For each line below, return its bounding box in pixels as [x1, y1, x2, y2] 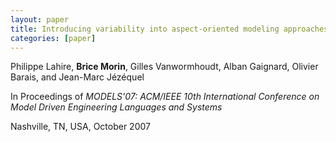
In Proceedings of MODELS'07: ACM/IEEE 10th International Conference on [10, 91, 320, 103]
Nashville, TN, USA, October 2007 [10, 121, 151, 133]
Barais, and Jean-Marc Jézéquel [10, 71, 145, 83]
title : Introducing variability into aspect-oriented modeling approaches [10, 24, 329, 34]
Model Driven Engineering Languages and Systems [10, 101, 223, 113]
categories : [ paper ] [10, 33, 97, 43]
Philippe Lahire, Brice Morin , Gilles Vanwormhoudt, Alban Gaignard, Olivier [10, 61, 319, 73]
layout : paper [10, 14, 70, 25]
